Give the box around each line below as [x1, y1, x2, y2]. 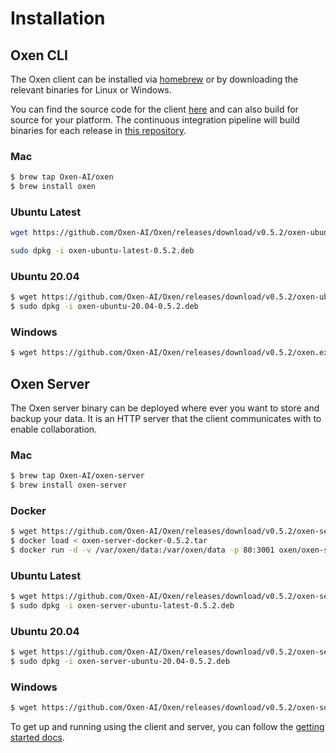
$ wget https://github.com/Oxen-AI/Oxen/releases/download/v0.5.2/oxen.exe [10, 348, 333, 358]
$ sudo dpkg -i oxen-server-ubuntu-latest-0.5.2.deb [10, 601, 235, 611]
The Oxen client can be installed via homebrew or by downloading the [10, 73, 299, 85]
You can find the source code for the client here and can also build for [10, 103, 299, 115]
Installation [10, 7, 106, 30]
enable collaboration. [10, 423, 98, 436]
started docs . [10, 732, 65, 744]
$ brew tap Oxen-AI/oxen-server [10, 471, 145, 481]
